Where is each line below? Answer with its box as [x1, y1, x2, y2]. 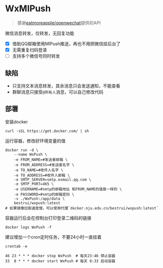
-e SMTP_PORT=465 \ [14, 181, 54, 186]
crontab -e [5, 244, 28, 249]
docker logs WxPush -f [5, 225, 52, 230]
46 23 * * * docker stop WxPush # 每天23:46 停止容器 [5, 253, 116, 258]
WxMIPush [5, 3, 51, 14]
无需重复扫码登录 [12, 47, 47, 53]
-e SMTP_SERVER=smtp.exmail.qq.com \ [14, 177, 92, 182]
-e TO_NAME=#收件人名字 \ [14, 168, 64, 173]
